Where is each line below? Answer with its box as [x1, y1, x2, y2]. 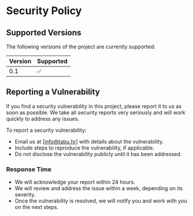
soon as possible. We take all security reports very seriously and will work [6, 109, 185, 116]
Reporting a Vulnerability [6, 87, 100, 97]
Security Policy [6, 4, 82, 18]
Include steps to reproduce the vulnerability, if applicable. [14, 144, 155, 151]
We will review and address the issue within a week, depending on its [14, 185, 183, 192]
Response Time [6, 165, 52, 173]
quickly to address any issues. [6, 115, 79, 122]
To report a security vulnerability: [6, 127, 87, 134]
